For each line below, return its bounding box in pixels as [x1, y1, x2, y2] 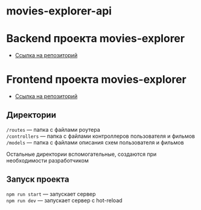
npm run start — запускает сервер [6, 190, 96, 197]
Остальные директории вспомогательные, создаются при [6, 150, 157, 158]
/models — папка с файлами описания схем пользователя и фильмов [6, 138, 184, 146]
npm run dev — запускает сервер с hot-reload [6, 197, 123, 204]
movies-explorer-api [6, 4, 112, 18]
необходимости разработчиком [6, 156, 89, 164]
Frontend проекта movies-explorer [6, 73, 187, 87]
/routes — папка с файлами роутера [6, 126, 101, 133]
